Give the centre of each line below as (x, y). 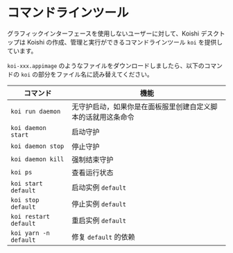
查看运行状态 (93, 172)
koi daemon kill (37, 159)
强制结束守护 (93, 159)
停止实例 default (99, 204)
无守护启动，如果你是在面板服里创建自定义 (141, 106)
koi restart (31, 216)
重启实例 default (99, 220)
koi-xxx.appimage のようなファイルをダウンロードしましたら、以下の (106, 65)
